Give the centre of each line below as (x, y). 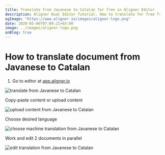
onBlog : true (18, 32)
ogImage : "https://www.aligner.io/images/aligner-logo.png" (68, 19)
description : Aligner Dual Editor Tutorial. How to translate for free (80, 14)
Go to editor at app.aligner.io (41, 81)
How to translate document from (73, 57)
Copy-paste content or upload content (44, 100)
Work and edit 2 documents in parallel (43, 138)
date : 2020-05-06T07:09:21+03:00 (39, 23)
